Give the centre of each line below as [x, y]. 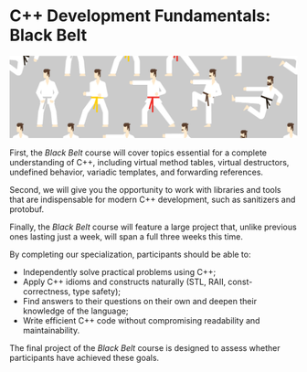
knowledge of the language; [75, 311]
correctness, [47, 292]
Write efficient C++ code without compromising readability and [141, 321]
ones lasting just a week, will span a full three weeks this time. [127, 237]
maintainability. [51, 331]
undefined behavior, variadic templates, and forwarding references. [136, 172]
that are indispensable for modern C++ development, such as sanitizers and [153, 200]
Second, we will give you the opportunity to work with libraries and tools [145, 190]
